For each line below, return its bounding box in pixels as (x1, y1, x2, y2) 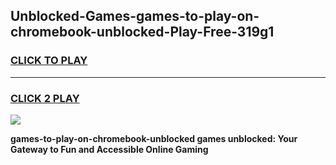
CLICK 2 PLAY (10, 91, 80, 105)
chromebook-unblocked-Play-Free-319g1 (10, 24, 275, 41)
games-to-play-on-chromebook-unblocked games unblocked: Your (10, 132, 298, 144)
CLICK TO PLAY (10, 54, 88, 68)
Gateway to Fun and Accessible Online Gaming (10, 143, 209, 155)
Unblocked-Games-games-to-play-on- (10, 8, 260, 25)
